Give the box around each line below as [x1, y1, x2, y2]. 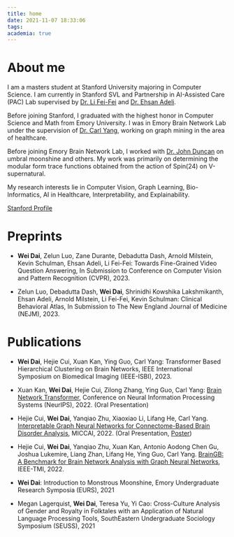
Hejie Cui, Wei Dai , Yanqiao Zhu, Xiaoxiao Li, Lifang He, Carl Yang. [17, 414, 208, 423]
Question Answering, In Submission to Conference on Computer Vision [17, 266, 222, 275]
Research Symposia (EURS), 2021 [17, 486, 115, 494]
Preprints [7, 229, 63, 245]
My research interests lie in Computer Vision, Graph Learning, [7, 183, 185, 192]
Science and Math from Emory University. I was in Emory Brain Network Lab [7, 119, 226, 127]
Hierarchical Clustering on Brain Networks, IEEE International [17, 365, 193, 373]
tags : [7, 23, 23, 30]
